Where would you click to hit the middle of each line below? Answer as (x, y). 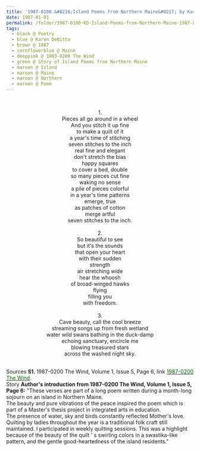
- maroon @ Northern (37, 78)
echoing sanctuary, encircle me (100, 341)
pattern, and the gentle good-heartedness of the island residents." (87, 441)
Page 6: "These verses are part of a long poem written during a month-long (99, 391)
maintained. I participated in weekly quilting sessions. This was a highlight (97, 429)
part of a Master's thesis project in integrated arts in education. (84, 409)
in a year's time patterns (100, 195)
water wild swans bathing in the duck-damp (100, 335)
